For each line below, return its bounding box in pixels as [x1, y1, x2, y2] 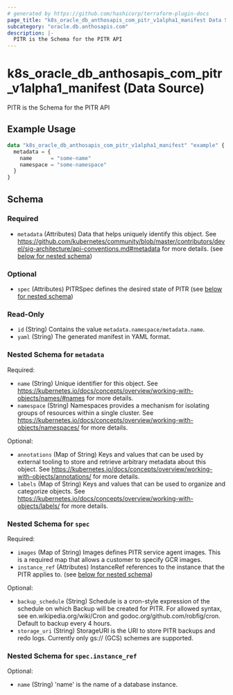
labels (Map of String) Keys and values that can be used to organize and [17, 480, 226, 488]
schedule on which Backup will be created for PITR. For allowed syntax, [17, 604, 222, 613]
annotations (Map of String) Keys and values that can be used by [17, 450, 204, 458]
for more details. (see [162, 244, 223, 253]
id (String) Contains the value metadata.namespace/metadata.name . [17, 325, 205, 333]
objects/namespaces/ [17, 423, 80, 432]
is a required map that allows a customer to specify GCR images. [17, 556, 202, 563]
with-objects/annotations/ [17, 472, 92, 480]
